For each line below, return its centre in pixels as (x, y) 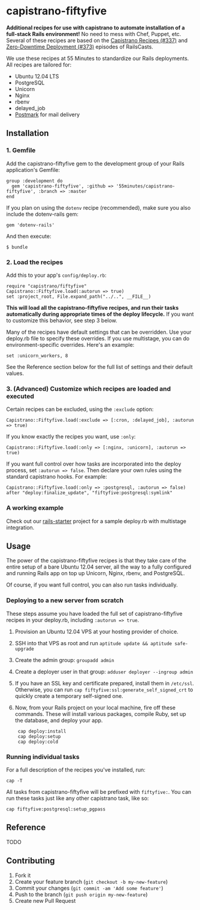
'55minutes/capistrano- (146, 186)
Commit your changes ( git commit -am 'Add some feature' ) (89, 888)
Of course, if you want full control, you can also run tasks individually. (92, 585)
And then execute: (29, 236)
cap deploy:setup (39, 736)
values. (15, 373)
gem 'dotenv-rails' (31, 225)
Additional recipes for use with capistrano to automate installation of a (96, 28)
